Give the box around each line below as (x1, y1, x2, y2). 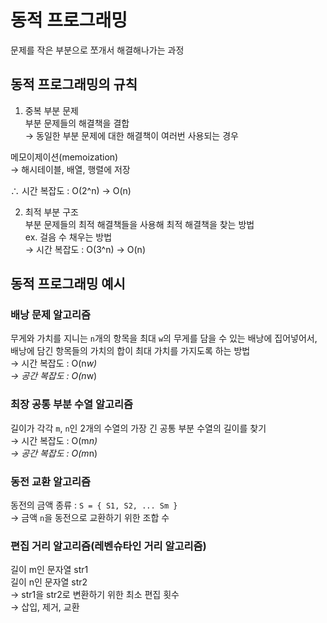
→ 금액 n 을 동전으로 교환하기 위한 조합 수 (10, 512, 170, 524)
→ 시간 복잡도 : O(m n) (10, 434, 98, 446)
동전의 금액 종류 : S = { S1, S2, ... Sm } (10, 499, 178, 511)
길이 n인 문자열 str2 (10, 576, 88, 588)
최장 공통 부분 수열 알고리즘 (10, 397, 134, 411)
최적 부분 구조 (24, 206, 79, 218)
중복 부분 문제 (24, 104, 79, 116)
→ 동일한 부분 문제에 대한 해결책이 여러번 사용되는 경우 (24, 129, 239, 141)
